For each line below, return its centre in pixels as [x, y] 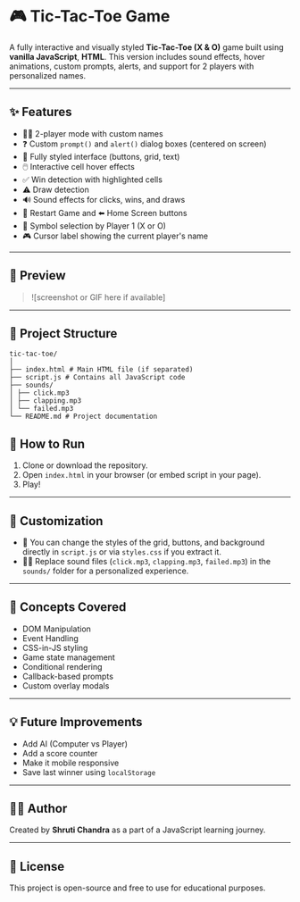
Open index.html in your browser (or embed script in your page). [142, 475]
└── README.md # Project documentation [83, 417]
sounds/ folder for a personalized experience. [105, 571]
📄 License [37, 866]
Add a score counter [60, 753]
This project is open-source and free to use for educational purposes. [137, 888]
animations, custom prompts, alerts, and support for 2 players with [132, 66]
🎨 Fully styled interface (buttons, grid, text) [101, 156]
